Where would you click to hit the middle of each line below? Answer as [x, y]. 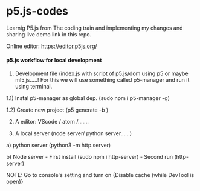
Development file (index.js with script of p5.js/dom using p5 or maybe [102, 73]
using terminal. [34, 87]
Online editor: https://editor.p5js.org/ [52, 46]
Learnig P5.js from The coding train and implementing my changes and [95, 28]
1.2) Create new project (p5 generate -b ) [57, 110]
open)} [15, 182]
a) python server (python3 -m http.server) [59, 145]
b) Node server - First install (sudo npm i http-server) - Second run [90, 157]
